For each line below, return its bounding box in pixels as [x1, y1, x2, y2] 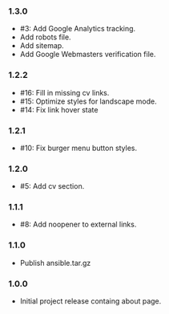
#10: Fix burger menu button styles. [19, 143, 138, 153]
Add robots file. [19, 32, 71, 42]
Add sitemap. [19, 41, 64, 51]
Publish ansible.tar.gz [19, 258, 91, 267]
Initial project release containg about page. [19, 296, 162, 306]
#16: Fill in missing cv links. [19, 88, 110, 97]
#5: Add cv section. [19, 181, 85, 191]
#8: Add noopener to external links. [19, 219, 137, 230]
